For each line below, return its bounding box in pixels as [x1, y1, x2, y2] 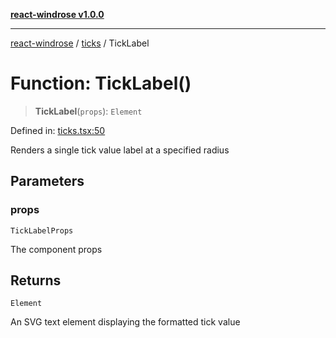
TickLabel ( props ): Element [34, 105, 143, 117]
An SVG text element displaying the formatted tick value [10, 316, 241, 328]
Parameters [10, 173, 85, 190]
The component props [10, 243, 103, 255]
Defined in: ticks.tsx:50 [10, 124, 106, 136]
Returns [10, 272, 62, 289]
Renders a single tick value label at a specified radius [10, 144, 230, 156]
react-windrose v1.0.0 [10, 9, 105, 20]
